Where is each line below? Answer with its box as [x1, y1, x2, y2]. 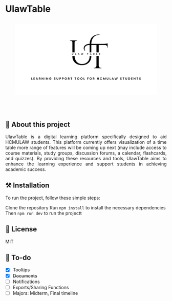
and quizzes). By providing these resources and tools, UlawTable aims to [5, 156, 167, 161]
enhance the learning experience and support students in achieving [5, 161, 167, 167]
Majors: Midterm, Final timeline [12, 290, 78, 296]
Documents [12, 272, 37, 279]
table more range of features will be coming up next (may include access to [5, 144, 167, 150]
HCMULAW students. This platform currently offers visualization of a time [5, 139, 167, 145]
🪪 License [5, 225, 37, 233]
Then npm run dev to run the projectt [5, 210, 82, 216]
